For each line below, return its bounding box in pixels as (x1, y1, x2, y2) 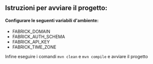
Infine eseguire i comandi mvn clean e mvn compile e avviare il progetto (5, 53, 149, 59)
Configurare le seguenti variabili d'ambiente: (5, 17, 99, 23)
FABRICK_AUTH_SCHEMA (12, 34, 65, 40)
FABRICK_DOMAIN (12, 28, 51, 34)
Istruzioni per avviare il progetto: (5, 4, 108, 12)
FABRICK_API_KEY (12, 39, 50, 44)
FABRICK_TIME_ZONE (12, 44, 57, 50)
